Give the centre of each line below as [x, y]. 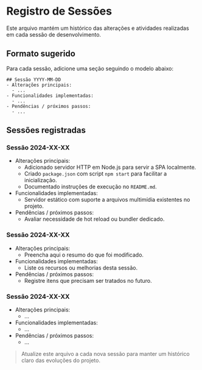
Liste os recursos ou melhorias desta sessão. [81, 268]
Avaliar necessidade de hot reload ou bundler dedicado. [94, 219]
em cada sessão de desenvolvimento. [54, 34]
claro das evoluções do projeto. [61, 360]
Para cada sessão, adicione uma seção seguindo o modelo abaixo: [90, 68]
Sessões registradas [46, 130]
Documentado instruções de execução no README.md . [90, 187]
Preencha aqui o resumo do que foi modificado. [84, 255]
